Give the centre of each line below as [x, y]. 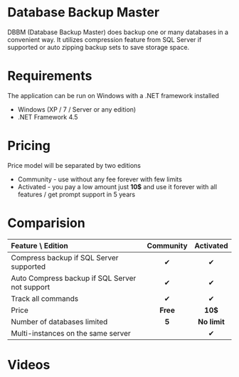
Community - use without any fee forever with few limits [100, 179]
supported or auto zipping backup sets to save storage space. [99, 47]
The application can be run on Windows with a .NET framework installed [113, 95]
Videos [29, 365]
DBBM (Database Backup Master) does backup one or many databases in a [118, 32]
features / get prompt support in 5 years [76, 194]
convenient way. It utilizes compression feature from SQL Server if [105, 39]
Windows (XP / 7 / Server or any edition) [77, 109]
